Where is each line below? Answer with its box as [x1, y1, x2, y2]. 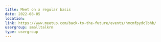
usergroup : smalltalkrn [5, 25, 54, 30]
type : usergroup [5, 29, 38, 34]
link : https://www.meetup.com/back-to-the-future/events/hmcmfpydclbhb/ [5, 20, 157, 26]
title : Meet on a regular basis [5, 7, 71, 12]
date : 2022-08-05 [5, 12, 41, 16]
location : [5, 16, 25, 21]
